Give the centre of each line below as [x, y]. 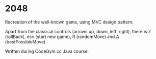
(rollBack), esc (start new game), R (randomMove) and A [62, 37]
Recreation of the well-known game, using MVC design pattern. [69, 22]
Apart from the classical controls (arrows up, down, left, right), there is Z [78, 31]
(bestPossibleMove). [26, 41]
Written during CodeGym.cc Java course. [47, 51]
